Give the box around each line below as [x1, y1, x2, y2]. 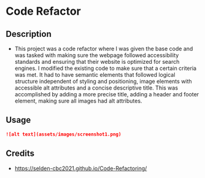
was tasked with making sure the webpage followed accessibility [14, 52, 179, 59]
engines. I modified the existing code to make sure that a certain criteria [14, 64, 197, 72]
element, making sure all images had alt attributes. [14, 97, 142, 104]
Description [6, 29, 52, 39]
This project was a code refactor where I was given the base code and [14, 45, 193, 52]
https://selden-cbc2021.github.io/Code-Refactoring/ [14, 164, 147, 172]
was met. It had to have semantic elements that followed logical [14, 71, 176, 78]
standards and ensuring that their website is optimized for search [14, 58, 180, 65]
